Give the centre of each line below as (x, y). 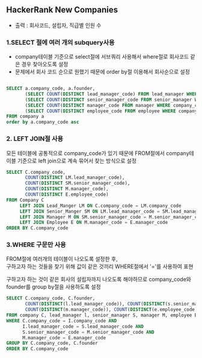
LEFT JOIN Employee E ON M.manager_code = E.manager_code (94, 223)
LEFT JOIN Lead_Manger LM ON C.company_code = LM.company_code (100, 206)
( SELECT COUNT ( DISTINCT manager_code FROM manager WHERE (98, 105)
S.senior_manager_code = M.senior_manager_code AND (88, 332)
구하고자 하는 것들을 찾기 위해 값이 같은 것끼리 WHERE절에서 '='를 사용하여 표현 (100, 267)
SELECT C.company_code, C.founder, (51, 298)
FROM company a (25, 117)
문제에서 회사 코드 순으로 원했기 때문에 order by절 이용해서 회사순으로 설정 (103, 72)
